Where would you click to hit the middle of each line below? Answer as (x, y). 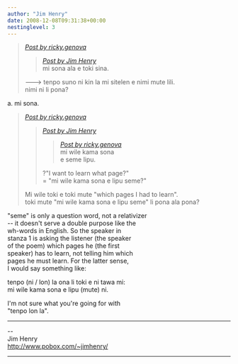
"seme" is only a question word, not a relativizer (77, 216)
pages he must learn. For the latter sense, (68, 261)
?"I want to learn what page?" (86, 174)
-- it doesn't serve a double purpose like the (72, 223)
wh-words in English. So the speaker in (64, 231)
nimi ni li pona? (46, 90)
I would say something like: (47, 268)
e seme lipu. (78, 159)
